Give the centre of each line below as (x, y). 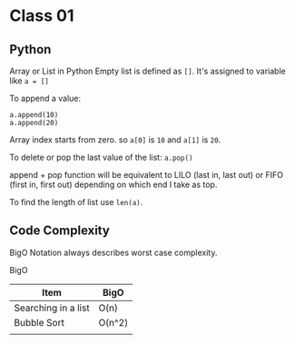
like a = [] (29, 81)
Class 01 (42, 16)
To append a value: (45, 98)
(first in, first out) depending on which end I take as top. (113, 184)
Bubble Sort (39, 322)
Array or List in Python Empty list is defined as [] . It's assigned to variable (147, 71)
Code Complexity (60, 231)
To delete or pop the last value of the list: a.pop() (101, 157)
